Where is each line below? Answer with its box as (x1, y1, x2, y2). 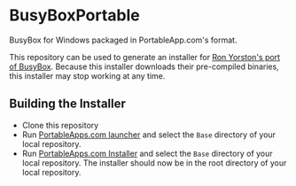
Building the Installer (9, 97, 127, 112)
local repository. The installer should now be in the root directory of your (21, 157, 287, 168)
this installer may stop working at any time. (9, 70, 166, 81)
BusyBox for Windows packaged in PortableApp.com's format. (9, 35, 238, 45)
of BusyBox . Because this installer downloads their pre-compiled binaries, (9, 61, 279, 72)
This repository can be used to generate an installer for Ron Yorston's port (9, 51, 281, 62)
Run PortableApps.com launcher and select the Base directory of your (21, 129, 277, 140)
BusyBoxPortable (9, 5, 140, 26)
